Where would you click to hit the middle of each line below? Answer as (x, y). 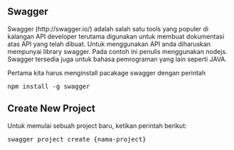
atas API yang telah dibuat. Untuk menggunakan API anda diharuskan (109, 44)
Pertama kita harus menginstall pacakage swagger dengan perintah (107, 73)
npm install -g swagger (49, 86)
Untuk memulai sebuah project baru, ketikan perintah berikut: (97, 125)
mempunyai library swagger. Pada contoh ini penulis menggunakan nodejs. (117, 51)
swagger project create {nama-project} (77, 139)
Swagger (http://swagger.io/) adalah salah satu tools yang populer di (108, 28)
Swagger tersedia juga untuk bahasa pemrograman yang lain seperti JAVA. (117, 59)
